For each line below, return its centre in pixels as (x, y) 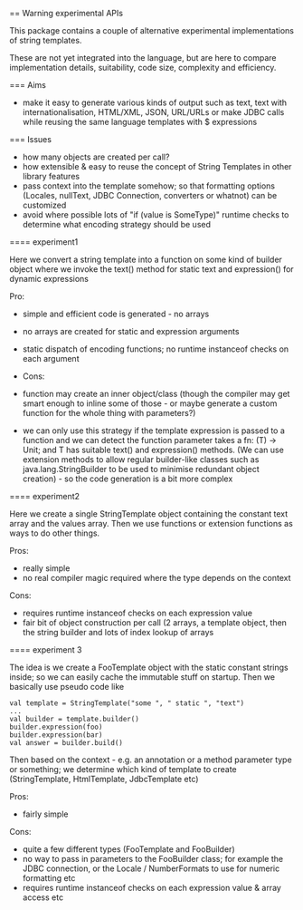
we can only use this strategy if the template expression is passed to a (153, 431)
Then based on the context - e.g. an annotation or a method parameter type (151, 760)
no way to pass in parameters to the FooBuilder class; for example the (152, 859)
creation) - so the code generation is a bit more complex (128, 479)
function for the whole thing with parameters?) (109, 413)
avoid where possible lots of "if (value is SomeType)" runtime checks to (156, 215)
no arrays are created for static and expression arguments (131, 331)
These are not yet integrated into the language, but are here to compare (143, 58)
